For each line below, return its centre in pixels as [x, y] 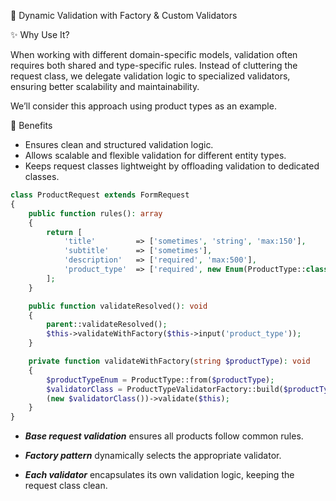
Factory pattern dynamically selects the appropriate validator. [153, 456]
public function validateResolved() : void [118, 306]
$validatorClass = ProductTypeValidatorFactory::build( [165, 389]
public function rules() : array [95, 213]
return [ [64, 232]
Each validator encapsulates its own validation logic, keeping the [159, 475]
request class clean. [66, 486]
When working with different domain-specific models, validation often [154, 54]
